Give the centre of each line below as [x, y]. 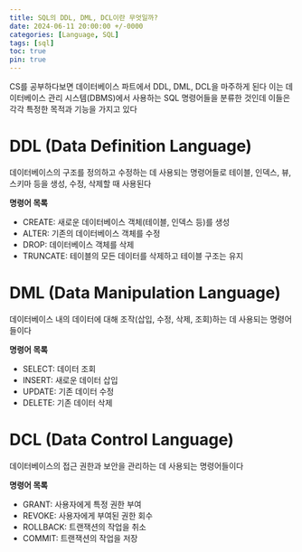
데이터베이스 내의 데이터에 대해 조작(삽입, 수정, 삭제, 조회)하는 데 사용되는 [139, 319]
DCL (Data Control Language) [122, 440]
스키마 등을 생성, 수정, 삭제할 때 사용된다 [80, 183]
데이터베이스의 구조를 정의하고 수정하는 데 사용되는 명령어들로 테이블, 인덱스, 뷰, [151, 172]
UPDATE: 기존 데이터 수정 [68, 391]
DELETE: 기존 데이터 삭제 [67, 402]
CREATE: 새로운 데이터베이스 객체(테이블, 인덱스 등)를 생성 [126, 221]
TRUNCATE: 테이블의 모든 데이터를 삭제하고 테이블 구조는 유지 [133, 256]
